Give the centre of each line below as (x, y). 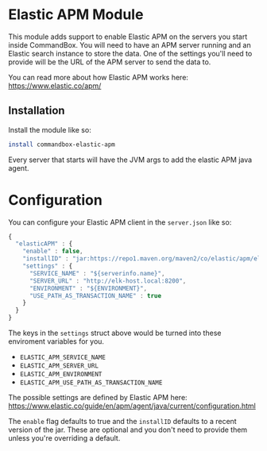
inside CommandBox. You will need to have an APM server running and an (130, 44)
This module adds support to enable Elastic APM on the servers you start (128, 37)
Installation (37, 111)
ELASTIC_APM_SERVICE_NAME (62, 358)
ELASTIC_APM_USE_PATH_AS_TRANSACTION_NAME (91, 383)
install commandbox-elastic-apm (62, 145)
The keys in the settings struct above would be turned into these (115, 333)
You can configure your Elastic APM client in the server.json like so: (120, 222)
